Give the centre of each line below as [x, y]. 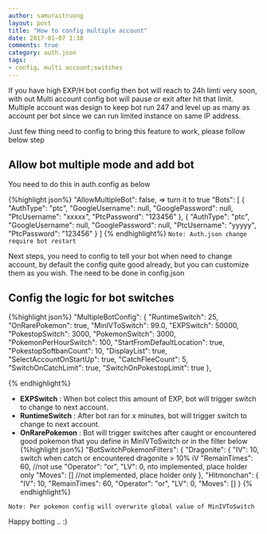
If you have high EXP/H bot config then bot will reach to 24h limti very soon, [133, 90]
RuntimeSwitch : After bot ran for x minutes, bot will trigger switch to [133, 416]
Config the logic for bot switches [91, 297]
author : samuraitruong [46, 16]
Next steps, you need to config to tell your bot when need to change [120, 255]
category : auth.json [43, 53]
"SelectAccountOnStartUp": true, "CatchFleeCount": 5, [98, 359]
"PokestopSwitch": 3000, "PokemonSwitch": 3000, [92, 334]
